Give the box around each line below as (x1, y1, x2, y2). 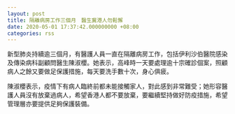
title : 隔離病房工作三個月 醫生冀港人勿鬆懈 (7, 17, 124, 24)
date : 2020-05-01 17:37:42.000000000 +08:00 (7, 23, 139, 30)
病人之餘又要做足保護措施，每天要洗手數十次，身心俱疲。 (7, 67, 173, 76)
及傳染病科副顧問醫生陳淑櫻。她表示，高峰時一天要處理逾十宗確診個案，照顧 (7, 59, 228, 67)
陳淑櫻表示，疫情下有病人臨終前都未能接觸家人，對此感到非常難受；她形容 (7, 82, 222, 91)
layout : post (7, 10, 45, 17)
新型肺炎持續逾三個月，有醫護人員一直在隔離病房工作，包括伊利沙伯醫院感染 (7, 50, 228, 58)
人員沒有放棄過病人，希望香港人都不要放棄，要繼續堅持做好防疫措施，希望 (13, 91, 228, 99)
